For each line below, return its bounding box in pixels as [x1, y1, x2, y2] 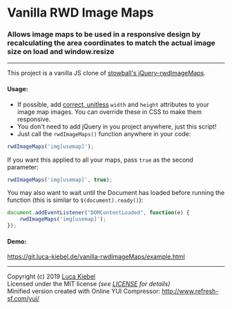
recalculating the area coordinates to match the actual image [7, 38, 215, 48]
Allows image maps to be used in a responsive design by [7, 30, 201, 39]
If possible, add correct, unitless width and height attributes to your [17, 100, 209, 109]
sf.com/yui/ [7, 294, 40, 303]
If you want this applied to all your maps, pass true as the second [7, 156, 193, 164]
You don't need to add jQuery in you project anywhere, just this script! [17, 122, 217, 131]
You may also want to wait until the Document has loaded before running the [7, 189, 225, 197]
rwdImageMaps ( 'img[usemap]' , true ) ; [7, 176, 113, 183]
